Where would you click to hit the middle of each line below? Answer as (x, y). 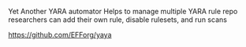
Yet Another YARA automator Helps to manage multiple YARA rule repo (123, 11)
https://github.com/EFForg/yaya (60, 35)
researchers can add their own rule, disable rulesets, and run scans (117, 20)
